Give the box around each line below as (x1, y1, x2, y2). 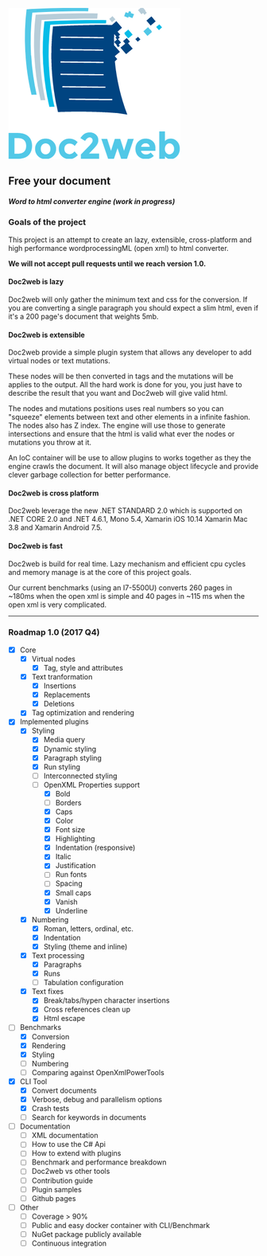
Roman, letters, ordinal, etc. (43, 924, 133, 933)
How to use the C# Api (31, 1140, 106, 1149)
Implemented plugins (19, 717, 89, 726)
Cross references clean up (43, 1004, 131, 1015)
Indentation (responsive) (55, 843, 136, 852)
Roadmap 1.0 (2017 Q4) (8, 627, 100, 638)
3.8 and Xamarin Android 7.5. (8, 522, 103, 533)
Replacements (43, 690, 91, 700)
